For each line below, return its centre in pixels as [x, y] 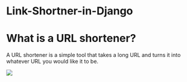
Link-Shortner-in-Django [70, 11]
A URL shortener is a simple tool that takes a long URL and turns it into [93, 55]
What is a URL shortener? [71, 39]
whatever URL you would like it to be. [52, 62]
